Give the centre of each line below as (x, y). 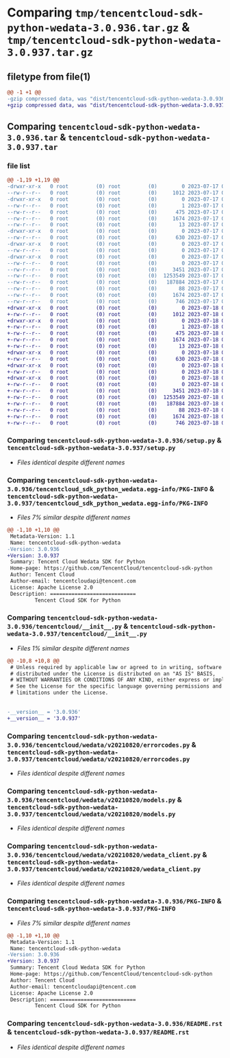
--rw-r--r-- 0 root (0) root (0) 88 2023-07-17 (113, 289)
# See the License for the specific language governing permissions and (116, 686)
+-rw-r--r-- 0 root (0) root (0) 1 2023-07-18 (113, 327)
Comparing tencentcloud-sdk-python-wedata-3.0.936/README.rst (115, 1024)
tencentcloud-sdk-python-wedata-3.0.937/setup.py (91, 448)
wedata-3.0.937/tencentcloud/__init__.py (77, 634)
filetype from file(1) (49, 77)
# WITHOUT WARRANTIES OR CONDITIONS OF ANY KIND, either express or (110, 680)
